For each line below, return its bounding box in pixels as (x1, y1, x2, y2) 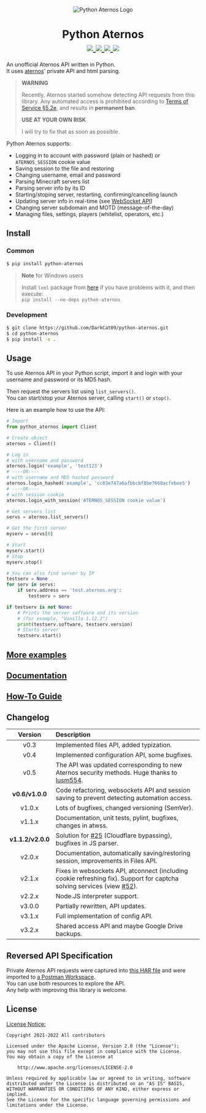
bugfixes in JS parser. (55, 839, 119, 848)
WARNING (21, 79, 48, 87)
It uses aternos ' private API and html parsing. (6, 67, 121, 74)
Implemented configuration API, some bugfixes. (55, 751, 193, 759)
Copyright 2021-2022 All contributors (6, 1032, 105, 1038)
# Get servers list (6, 508, 56, 514)
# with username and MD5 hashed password (6, 475, 114, 481)
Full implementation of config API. (55, 912, 153, 920)
